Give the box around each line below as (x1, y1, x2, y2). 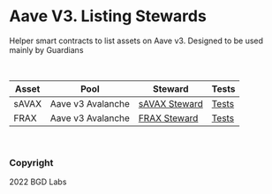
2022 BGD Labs (9, 176, 67, 187)
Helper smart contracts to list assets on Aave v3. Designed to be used (9, 35, 263, 46)
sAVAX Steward (138, 97, 203, 109)
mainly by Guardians (9, 44, 84, 55)
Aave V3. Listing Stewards (9, 6, 208, 26)
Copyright (9, 156, 54, 168)
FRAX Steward (138, 112, 199, 124)
